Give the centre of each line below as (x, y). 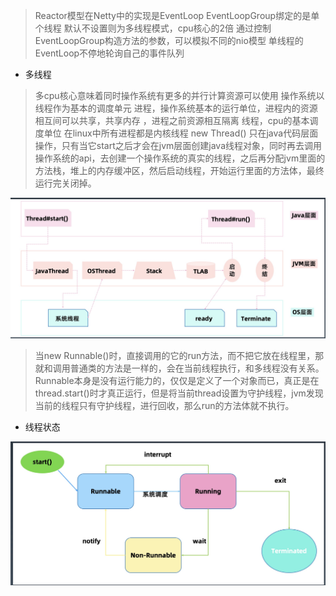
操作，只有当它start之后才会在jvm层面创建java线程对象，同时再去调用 (178, 145)
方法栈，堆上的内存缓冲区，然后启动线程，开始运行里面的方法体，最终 (179, 170)
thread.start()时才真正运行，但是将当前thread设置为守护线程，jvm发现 (179, 393)
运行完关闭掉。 (65, 183)
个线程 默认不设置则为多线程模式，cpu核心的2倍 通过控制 (153, 28)
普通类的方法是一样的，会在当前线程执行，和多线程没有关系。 (197, 368)
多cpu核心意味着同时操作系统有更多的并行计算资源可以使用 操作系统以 (179, 95)
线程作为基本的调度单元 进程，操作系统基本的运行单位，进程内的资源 (176, 108)
